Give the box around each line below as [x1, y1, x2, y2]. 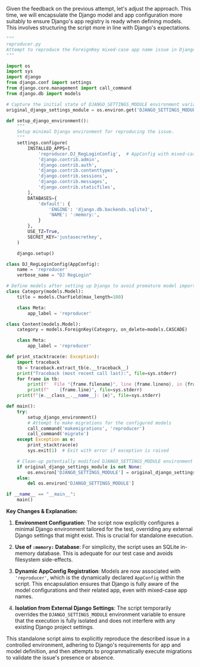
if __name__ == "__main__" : [6, 491, 76, 497]
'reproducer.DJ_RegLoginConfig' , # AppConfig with [37, 151, 169, 157]
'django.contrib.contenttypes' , [37, 167, 118, 173]
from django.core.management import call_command [6, 85, 132, 91]
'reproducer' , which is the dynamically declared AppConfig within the [14, 574, 185, 581]
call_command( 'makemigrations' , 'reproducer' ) [27, 426, 145, 432]
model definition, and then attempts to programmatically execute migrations [6, 648, 192, 654]
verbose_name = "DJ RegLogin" [17, 272, 92, 278]
